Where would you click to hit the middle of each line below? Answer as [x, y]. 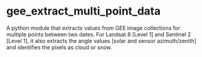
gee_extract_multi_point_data [84, 11]
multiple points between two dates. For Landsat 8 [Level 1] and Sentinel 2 [99, 34]
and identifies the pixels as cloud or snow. [59, 47]
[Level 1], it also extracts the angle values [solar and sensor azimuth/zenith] [102, 41]
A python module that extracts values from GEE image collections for [93, 28]
